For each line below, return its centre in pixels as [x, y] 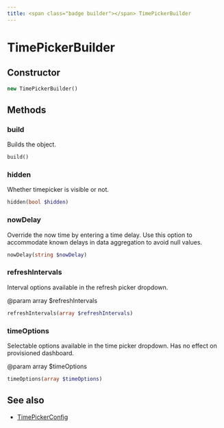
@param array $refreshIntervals [52, 300]
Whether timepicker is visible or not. [58, 190]
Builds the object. [32, 144]
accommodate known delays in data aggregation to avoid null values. [105, 242]
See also [26, 400]
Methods [27, 110]
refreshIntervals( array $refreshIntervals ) [70, 313]
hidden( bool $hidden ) [38, 202]
